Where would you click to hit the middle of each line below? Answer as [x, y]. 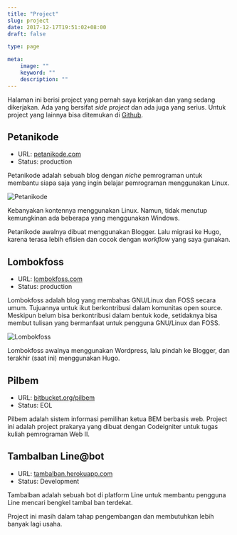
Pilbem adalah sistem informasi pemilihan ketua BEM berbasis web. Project [117, 419]
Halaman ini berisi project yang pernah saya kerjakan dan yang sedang [111, 100]
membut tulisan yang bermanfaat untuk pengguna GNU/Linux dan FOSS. [114, 323]
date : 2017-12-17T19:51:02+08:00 [57, 27]
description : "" [44, 79]
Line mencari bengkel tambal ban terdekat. [70, 502]
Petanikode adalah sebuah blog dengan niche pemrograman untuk [105, 176]
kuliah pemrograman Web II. [49, 434]
